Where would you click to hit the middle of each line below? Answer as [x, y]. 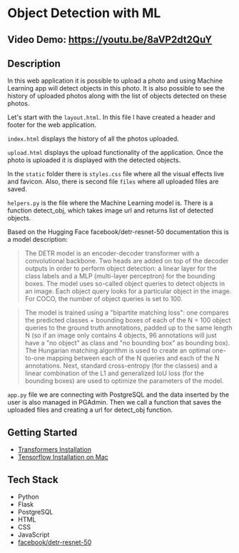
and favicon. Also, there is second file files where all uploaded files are [113, 182]
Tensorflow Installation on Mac [63, 457]
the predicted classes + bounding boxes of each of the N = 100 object [128, 320]
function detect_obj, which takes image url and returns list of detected [111, 210]
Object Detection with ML [84, 13]
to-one [35, 358]
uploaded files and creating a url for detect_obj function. [90, 410]
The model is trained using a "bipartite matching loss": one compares [127, 313]
